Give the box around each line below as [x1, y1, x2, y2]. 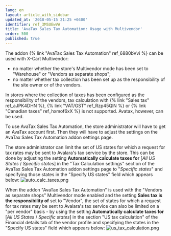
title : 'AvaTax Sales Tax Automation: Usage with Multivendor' [5, 27, 143, 32]
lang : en [5, 7, 24, 13]
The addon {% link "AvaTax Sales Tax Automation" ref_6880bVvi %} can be [5, 50, 163, 56]
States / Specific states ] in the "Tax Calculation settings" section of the [5, 160, 155, 166]
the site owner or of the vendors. [12, 81, 82, 88]
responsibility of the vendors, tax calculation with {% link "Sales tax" [5, 97, 150, 103]
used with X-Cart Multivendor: [5, 55, 69, 61]
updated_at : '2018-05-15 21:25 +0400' [5, 17, 88, 22]
